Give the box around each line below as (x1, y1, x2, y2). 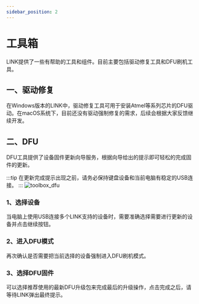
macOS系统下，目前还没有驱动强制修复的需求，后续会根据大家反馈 (22, 109, 188, 117)
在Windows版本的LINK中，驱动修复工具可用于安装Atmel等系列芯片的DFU (6, 102, 188, 109)
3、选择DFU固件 (6, 268, 54, 277)
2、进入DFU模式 (6, 237, 54, 245)
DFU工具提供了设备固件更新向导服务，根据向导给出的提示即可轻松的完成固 (6, 154, 192, 161)
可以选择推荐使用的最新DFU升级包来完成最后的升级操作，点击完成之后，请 (6, 283, 192, 291)
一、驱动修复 (6, 85, 54, 95)
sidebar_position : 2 (6, 8, 58, 15)
